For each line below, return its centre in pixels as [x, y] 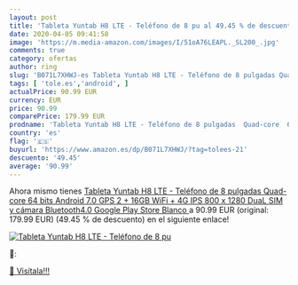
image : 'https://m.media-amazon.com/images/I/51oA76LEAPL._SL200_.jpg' [144, 42]
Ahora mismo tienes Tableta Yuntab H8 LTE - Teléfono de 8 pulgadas [135, 191]
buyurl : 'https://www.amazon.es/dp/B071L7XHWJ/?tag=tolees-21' [129, 149]
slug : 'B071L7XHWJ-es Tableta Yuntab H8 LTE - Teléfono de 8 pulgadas [142, 75]
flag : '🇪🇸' [31, 141]
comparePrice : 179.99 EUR [57, 116]
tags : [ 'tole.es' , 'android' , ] [69, 83]
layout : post [33, 17]
